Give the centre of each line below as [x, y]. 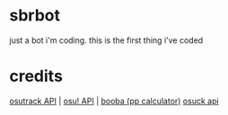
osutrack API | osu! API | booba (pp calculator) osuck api [114, 101]
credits [36, 76]
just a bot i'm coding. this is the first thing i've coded [106, 40]
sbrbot [35, 16]
